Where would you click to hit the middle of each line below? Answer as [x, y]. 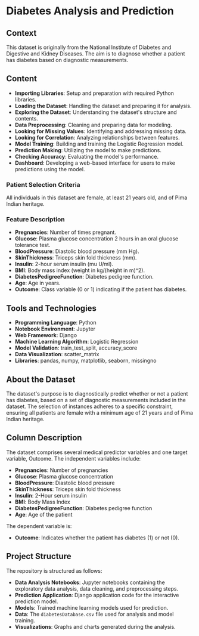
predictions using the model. [50, 169]
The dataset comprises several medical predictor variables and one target [97, 452]
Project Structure [39, 556]
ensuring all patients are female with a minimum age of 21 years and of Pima [100, 413]
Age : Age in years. [38, 283]
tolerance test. [32, 245]
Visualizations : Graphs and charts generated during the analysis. [95, 626]
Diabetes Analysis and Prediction [90, 11]
